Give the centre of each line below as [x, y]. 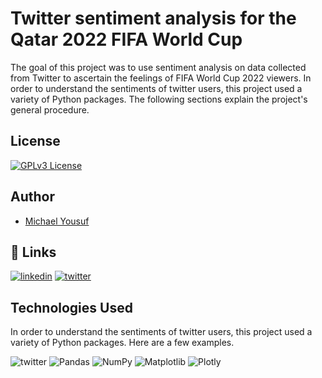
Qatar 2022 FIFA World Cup [126, 39]
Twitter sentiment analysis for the [153, 18]
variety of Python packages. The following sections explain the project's [159, 99]
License [35, 141]
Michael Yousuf [57, 221]
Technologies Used [71, 307]
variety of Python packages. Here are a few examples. [122, 343]
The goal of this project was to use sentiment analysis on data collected [158, 67]
